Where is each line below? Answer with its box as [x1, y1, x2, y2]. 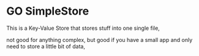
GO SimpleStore [6, 4, 89, 18]
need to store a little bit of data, [6, 43, 86, 50]
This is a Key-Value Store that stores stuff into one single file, [6, 24, 160, 32]
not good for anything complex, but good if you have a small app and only [6, 36, 193, 43]
